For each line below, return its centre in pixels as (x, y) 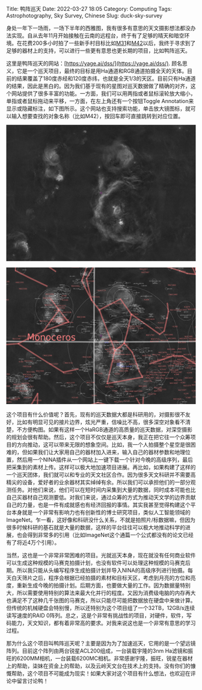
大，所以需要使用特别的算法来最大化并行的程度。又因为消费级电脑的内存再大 (101, 592)
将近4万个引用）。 (38, 542)
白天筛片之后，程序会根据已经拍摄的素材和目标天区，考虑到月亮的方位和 (101, 577)
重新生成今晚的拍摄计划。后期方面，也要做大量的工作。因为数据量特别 (103, 585)
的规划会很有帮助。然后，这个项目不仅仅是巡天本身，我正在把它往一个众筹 (98, 437)
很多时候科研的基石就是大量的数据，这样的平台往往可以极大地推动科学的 (96, 527)
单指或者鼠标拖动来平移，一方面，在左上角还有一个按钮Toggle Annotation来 (100, 101)
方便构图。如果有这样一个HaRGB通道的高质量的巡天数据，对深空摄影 (107, 429)
